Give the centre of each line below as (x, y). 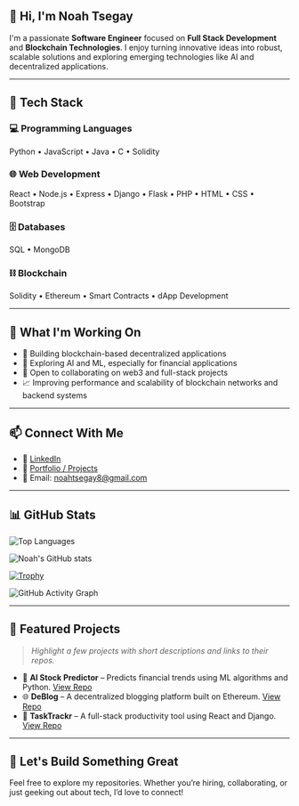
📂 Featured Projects (65, 629)
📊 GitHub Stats (53, 515)
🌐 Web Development (55, 175)
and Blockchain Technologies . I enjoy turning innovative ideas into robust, (146, 47)
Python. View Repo (57, 687)
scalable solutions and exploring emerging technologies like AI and (132, 57)
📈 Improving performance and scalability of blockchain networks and (150, 383)
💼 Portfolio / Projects (60, 468)
